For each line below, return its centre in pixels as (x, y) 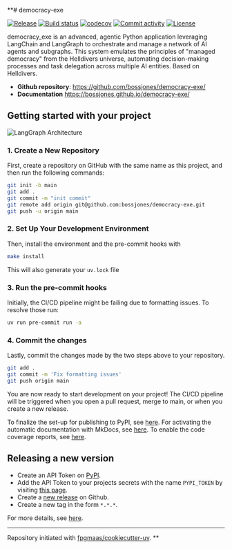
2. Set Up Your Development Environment (78, 229)
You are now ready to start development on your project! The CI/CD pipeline (115, 394)
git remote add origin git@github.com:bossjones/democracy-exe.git (106, 204)
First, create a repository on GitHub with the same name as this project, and (115, 166)
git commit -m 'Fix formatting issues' (65, 374)
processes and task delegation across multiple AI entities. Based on (104, 66)
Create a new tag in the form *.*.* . (67, 504)
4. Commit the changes (47, 340)
